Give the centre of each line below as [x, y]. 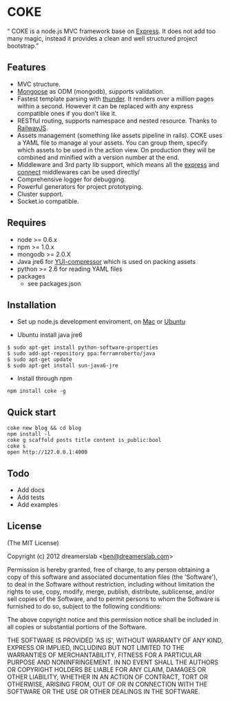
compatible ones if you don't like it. [67, 113]
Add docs [31, 490]
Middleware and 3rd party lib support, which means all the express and [118, 164]
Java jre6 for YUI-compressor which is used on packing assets [106, 261]
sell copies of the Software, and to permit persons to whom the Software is [114, 599]
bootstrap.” [23, 45]
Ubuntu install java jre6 [50, 335]
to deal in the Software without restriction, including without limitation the [111, 584]
